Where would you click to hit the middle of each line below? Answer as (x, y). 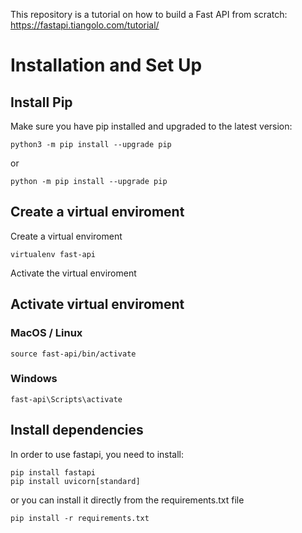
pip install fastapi (53, 472)
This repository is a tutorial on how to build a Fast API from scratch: (149, 14)
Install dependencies (77, 430)
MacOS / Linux (46, 333)
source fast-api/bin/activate (73, 354)
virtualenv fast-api (53, 254)
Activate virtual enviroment (97, 304)
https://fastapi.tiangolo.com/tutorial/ (85, 25)
